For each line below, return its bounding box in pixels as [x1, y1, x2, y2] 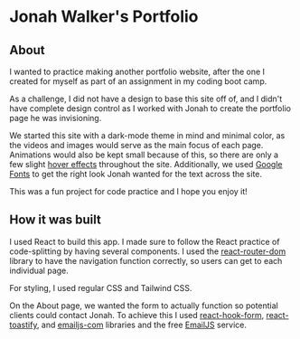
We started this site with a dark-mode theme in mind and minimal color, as [9, 130, 286, 141]
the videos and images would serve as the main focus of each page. [9, 140, 264, 150]
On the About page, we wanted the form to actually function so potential [9, 300, 278, 311]
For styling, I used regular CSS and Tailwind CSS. [9, 282, 192, 293]
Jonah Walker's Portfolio [9, 6, 199, 27]
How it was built [9, 212, 101, 228]
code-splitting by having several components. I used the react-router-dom [9, 246, 286, 257]
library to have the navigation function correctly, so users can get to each [9, 255, 283, 266]
